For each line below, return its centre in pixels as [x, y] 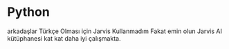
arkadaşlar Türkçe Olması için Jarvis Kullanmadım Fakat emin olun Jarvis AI [115, 31]
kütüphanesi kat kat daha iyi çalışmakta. [64, 38]
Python [28, 12]
